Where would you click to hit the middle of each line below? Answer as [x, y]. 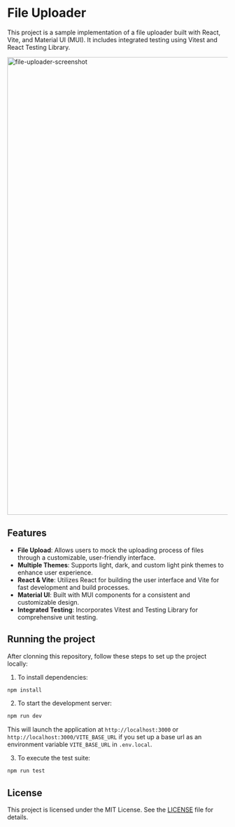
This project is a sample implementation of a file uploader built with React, [114, 32]
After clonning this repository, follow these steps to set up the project [107, 656]
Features [27, 533]
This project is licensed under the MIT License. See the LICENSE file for [111, 809]
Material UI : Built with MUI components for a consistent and [104, 595]
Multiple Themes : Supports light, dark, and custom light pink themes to [120, 565]
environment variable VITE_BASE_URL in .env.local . [80, 744]
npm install [24, 690]
